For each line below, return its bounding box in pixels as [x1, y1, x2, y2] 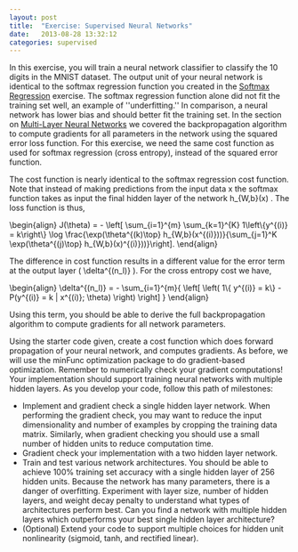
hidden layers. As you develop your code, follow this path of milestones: [9, 384, 274, 394]
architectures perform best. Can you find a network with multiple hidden [21, 505, 287, 515]
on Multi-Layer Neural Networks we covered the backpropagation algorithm [9, 119, 287, 130]
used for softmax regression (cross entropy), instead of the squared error [9, 148, 278, 158]
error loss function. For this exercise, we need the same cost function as [9, 138, 275, 149]
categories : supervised [9, 37, 98, 47]
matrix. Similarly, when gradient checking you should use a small [21, 429, 260, 440]
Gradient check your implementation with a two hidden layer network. [21, 448, 278, 459]
